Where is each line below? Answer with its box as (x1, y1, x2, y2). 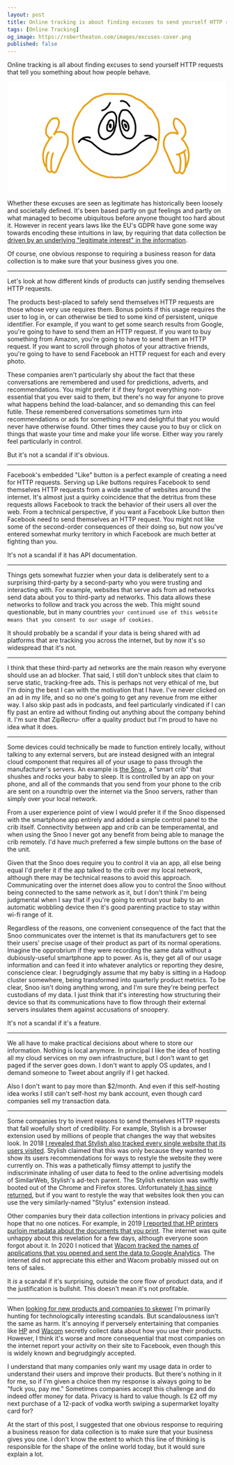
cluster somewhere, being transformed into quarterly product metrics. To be (7, 976, 226, 984)
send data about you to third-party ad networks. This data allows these (7, 593, 211, 602)
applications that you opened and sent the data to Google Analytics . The (7, 1249, 215, 1257)
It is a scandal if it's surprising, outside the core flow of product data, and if (7, 1277, 223, 1285)
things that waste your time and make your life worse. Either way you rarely (7, 430, 224, 438)
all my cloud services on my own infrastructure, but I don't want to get (7, 1054, 209, 1062)
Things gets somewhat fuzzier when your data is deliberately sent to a (7, 571, 209, 580)
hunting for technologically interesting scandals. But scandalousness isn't (7, 1312, 219, 1320)
